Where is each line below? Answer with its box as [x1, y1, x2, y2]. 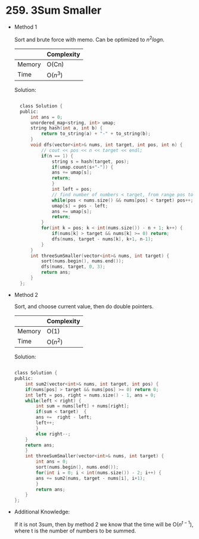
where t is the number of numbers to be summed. [14, 527, 136, 534]
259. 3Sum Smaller [5, 4, 102, 17]
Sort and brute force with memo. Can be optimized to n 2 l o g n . [14, 35, 165, 43]
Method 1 [14, 23, 38, 30]
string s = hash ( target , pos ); [52, 159, 129, 165]
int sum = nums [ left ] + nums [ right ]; [36, 403, 129, 409]
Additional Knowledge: [14, 508, 70, 516]
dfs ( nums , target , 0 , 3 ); [41, 264, 105, 270]
